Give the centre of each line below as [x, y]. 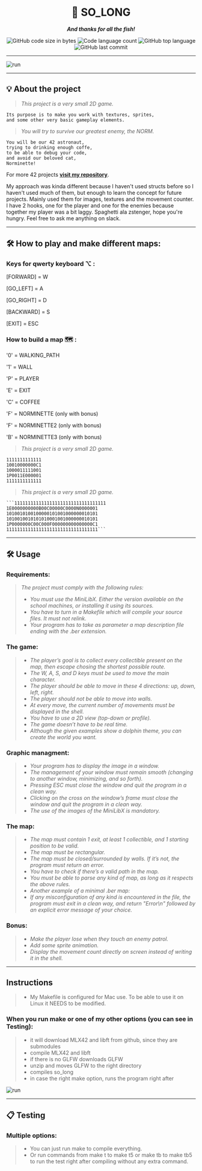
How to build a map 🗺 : [41, 340]
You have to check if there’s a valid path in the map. [94, 872]
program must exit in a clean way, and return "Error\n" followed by [113, 904]
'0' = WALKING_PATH [33, 355]
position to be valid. [54, 846]
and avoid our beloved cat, [41, 158]
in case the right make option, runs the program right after [102, 1078]
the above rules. [50, 884]
